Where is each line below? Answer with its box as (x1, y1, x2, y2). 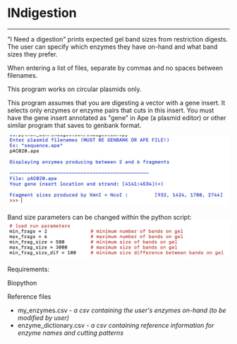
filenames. (7, 71, 38, 79)
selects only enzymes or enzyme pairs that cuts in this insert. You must (7, 106, 214, 114)
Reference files (7, 292, 51, 301)
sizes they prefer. (7, 49, 58, 58)
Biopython (7, 279, 37, 287)
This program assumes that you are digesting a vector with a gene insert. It (7, 98, 226, 107)
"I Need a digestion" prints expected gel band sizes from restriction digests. (7, 35, 228, 43)
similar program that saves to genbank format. (7, 121, 142, 129)
